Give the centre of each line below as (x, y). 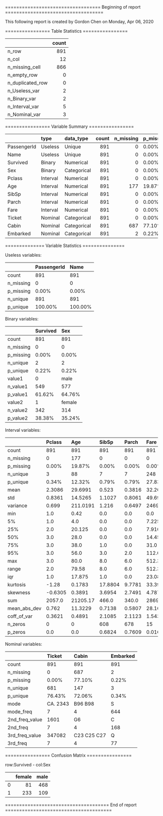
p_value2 (18, 418)
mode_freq (20, 712)
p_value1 (18, 394)
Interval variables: (23, 430)
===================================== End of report (71, 805)
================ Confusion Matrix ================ (68, 755)
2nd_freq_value (25, 719)
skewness (19, 593)
